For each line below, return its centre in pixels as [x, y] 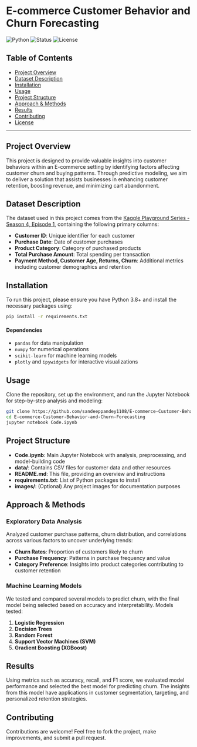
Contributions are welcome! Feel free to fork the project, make [81, 732]
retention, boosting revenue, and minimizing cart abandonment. [83, 185]
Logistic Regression [39, 622]
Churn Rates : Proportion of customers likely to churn [79, 552]
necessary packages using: [39, 306]
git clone [18, 412]
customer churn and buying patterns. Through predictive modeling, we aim [97, 173]
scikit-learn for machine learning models [66, 356]
